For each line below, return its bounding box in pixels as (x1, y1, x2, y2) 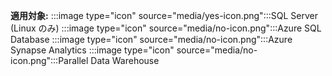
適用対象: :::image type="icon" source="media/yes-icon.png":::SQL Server (10, 10, 318, 21)
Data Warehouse (90, 55, 160, 66)
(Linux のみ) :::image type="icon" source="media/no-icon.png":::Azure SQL (10, 22, 322, 34)
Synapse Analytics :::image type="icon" (10, 44, 175, 56)
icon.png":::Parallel (10, 55, 89, 66)
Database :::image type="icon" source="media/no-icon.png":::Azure (10, 34, 293, 45)
